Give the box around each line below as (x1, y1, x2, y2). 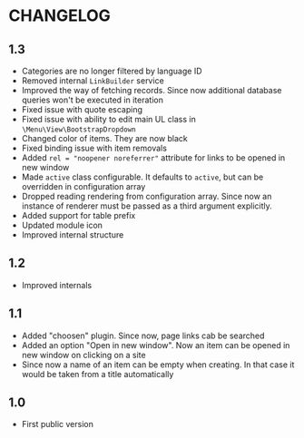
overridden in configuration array (21, 181, 146, 191)
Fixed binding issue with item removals (21, 142, 167, 153)
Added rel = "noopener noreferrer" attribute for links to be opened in (21, 152, 286, 163)
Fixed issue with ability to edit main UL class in (21, 114, 196, 124)
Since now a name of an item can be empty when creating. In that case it (21, 359, 295, 370)
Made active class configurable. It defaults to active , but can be (21, 171, 264, 182)
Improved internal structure (21, 229, 124, 240)
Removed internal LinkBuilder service (21, 75, 164, 86)
